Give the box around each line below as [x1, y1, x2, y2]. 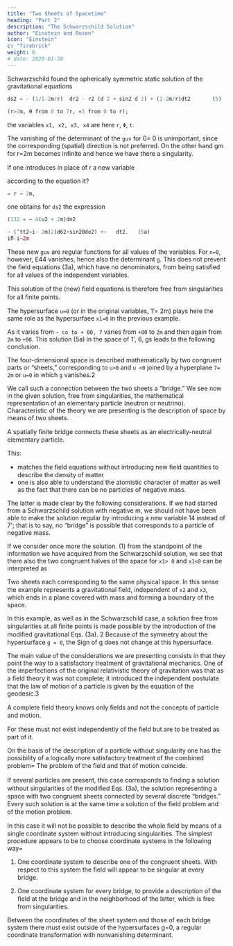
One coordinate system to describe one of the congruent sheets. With [17, 858, 217, 866]
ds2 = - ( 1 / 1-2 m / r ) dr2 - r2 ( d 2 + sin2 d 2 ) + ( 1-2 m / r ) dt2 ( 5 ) [7, 95, 222, 102]
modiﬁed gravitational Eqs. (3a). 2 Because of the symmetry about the [7, 630, 208, 639]
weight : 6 [7, 49, 36, 56]
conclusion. [7, 342, 40, 351]
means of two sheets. [7, 414, 69, 422]
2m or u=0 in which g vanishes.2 [7, 371, 96, 379]
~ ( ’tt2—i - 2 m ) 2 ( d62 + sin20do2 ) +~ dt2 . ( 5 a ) [7, 229, 150, 236]
